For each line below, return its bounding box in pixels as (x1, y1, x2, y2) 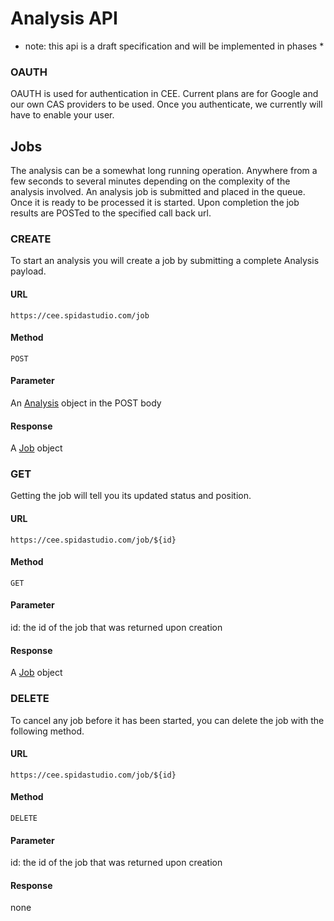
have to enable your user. (10, 109, 115, 121)
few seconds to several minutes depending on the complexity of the (10, 175, 291, 187)
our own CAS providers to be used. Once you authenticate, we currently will (10, 98, 323, 111)
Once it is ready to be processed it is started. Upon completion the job (10, 197, 300, 209)
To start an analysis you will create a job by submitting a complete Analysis (10, 255, 320, 267)
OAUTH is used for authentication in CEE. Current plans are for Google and (10, 88, 319, 100)
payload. (10, 265, 47, 277)
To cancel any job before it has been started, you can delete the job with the (10, 714, 325, 726)
